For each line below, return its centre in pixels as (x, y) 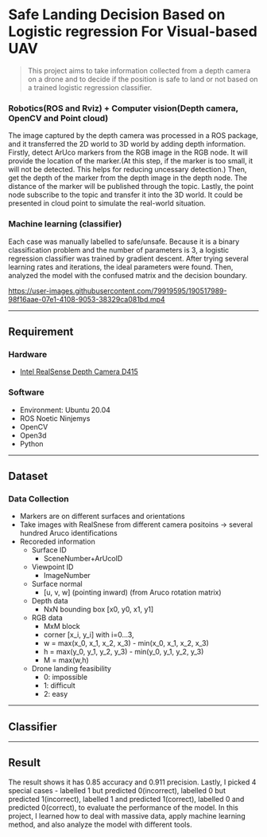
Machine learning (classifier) (65, 224)
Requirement (41, 331)
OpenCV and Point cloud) (58, 118)
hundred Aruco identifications (68, 533)
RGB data (47, 618)
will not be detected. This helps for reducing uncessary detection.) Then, (128, 170)
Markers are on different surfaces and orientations (102, 517)
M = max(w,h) (66, 660)
